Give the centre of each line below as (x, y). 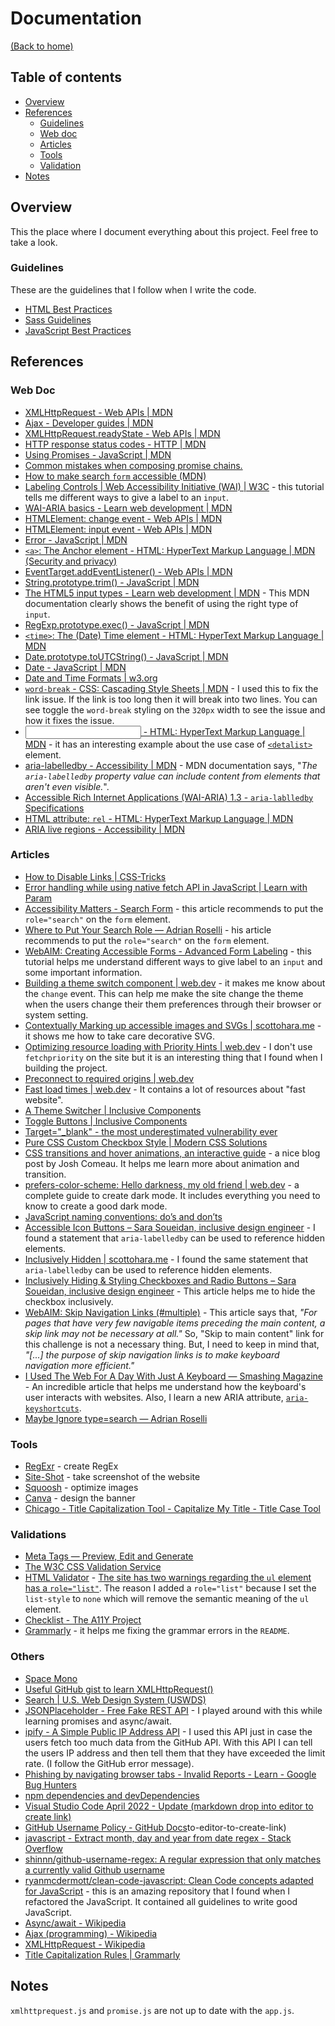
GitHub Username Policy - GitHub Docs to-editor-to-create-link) (155, 1827)
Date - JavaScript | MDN (75, 667)
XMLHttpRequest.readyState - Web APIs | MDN (122, 433)
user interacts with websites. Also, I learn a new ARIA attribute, (154, 1397)
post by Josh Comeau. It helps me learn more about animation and (162, 1163)
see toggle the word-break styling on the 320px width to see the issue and (175, 709)
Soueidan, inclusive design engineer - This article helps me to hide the (170, 1291)
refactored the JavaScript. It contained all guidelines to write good (161, 1901)
